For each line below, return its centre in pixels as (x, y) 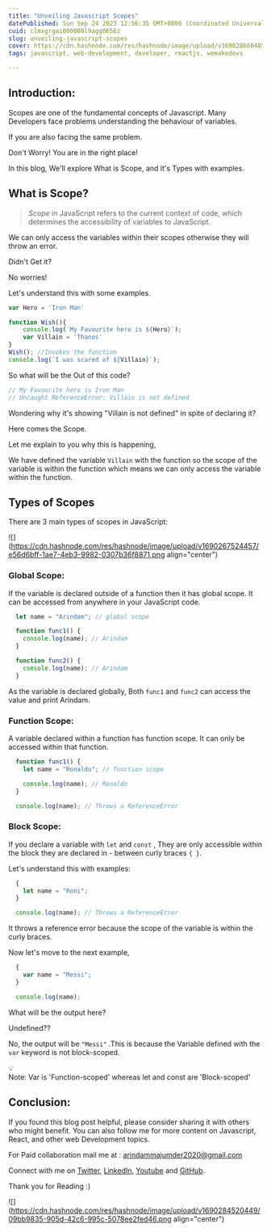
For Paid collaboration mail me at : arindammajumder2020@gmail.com (125, 1154)
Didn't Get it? (30, 261)
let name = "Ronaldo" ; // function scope (93, 769)
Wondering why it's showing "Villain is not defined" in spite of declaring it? (132, 413)
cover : (19, 46)
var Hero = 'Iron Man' (46, 308)
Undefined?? (29, 1028)
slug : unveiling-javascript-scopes (68, 38)
